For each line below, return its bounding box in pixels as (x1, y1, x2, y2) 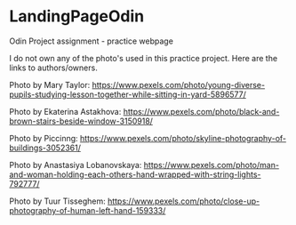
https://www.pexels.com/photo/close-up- (107, 196, 260, 206)
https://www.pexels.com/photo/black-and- (123, 106, 280, 117)
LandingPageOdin (9, 6, 145, 27)
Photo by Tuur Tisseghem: (9, 196, 106, 206)
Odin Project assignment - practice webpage (9, 36, 173, 46)
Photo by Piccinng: (9, 133, 78, 143)
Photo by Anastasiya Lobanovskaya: (9, 159, 142, 170)
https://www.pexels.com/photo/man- (143, 159, 280, 170)
